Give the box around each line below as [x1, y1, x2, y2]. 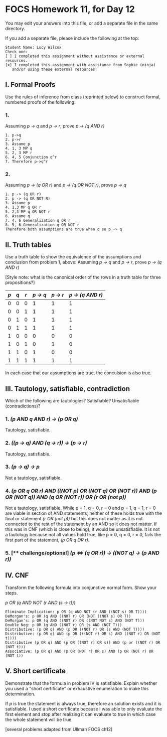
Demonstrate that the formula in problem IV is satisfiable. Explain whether [5, 680, 157, 686]
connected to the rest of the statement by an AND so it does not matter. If [5, 521, 157, 527]
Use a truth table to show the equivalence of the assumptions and [5, 254, 141, 260]
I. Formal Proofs [5, 80, 56, 89]
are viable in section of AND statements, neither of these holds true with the [5, 510, 162, 516]
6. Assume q [5, 214, 30, 219]
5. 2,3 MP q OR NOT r [5, 209, 51, 214]
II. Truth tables [5, 240, 52, 249]
